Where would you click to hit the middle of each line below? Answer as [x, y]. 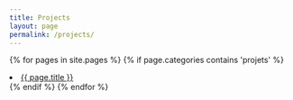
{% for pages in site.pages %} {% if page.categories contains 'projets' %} [146, 60]
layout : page [34, 26]
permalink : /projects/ [52, 34]
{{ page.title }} [47, 77]
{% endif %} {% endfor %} [59, 87]
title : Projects [40, 18]
